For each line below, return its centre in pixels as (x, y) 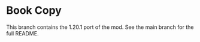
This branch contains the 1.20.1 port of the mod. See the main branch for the (100, 27)
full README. (22, 33)
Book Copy (34, 10)
